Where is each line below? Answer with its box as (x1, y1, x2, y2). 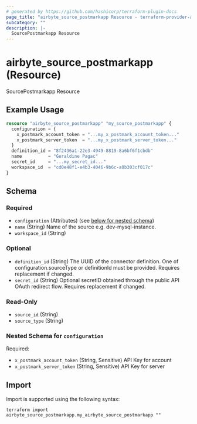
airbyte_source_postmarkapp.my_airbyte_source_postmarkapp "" (6, 412, 161, 418)
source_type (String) (14, 317, 63, 324)
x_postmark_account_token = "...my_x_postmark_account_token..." (16, 131, 180, 137)
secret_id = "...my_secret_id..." (11, 159, 107, 165)
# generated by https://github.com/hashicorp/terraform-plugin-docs (6, 8, 177, 15)
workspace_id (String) (14, 230, 66, 237)
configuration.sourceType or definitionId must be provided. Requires (14, 264, 180, 271)
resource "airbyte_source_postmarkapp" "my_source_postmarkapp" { (6, 120, 172, 127)
